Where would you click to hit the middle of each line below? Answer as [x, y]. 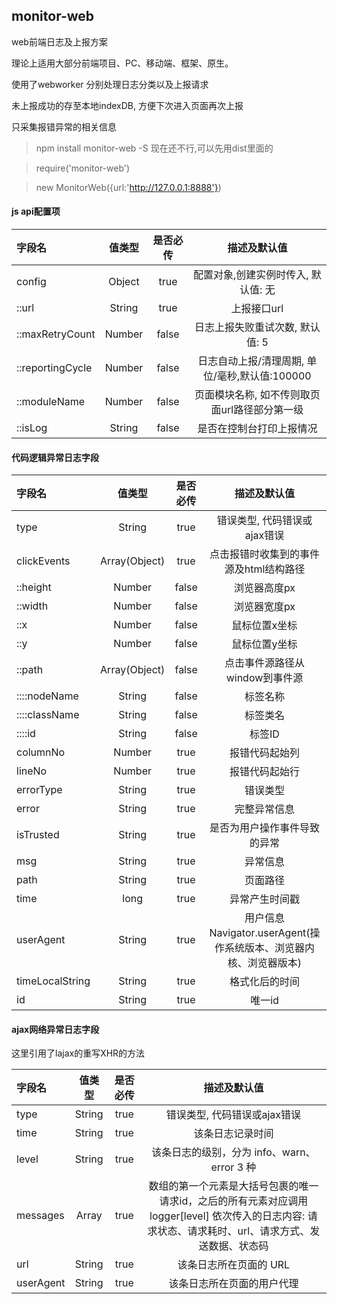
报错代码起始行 [264, 772]
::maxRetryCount [56, 334]
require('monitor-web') [83, 168]
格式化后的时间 [264, 982]
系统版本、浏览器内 [269, 948]
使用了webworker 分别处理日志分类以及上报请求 [110, 84]
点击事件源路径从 [264, 663]
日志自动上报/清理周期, [251, 361]
